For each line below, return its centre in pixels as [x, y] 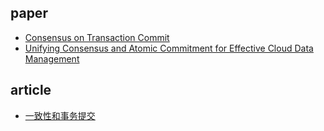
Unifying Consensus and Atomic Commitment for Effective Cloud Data [169, 48]
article [31, 90]
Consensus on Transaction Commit [97, 37]
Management [52, 58]
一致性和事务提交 [60, 115]
